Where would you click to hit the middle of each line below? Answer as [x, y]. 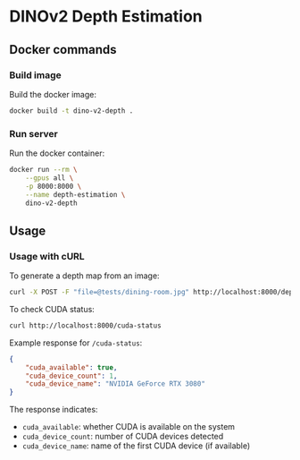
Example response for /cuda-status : [76, 343]
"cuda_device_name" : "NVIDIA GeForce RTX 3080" [115, 384]
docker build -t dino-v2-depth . [71, 111]
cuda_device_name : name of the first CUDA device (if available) [136, 446]
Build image [36, 75]
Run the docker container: [57, 153]
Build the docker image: [53, 94]
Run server [33, 133]
